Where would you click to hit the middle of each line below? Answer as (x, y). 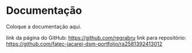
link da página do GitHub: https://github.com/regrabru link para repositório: (96, 37)
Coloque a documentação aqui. (44, 26)
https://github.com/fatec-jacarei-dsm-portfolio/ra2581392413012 (84, 44)
